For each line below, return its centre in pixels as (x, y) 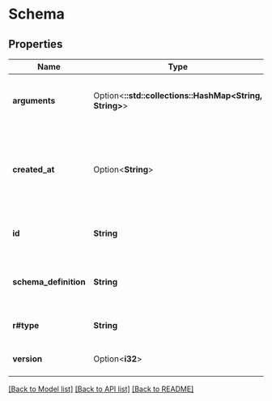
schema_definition (49, 282)
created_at (34, 169)
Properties (36, 44)
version (28, 359)
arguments (34, 100)
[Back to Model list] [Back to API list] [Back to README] (101, 389)
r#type (26, 325)
